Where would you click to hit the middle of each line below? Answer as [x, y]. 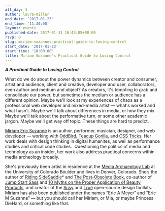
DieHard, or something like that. [37, 204]
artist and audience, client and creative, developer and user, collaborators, [81, 84]
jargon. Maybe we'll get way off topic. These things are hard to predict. [77, 121]
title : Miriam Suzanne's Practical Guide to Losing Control [68, 56]
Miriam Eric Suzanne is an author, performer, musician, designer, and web [80, 131]
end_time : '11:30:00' [27, 23]
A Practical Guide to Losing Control [42, 70]
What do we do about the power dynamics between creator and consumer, [81, 79]
